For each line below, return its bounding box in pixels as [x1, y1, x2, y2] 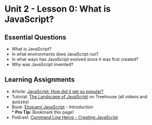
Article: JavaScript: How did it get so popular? [11, 89, 104, 94]
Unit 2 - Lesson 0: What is [4, 3, 111, 15]
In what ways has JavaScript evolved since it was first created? [11, 56, 139, 62]
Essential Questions [4, 33, 67, 41]
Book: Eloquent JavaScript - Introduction [11, 104, 93, 110]
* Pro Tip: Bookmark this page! [11, 109, 74, 115]
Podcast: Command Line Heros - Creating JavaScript [11, 114, 118, 120]
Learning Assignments [4, 75, 75, 84]
